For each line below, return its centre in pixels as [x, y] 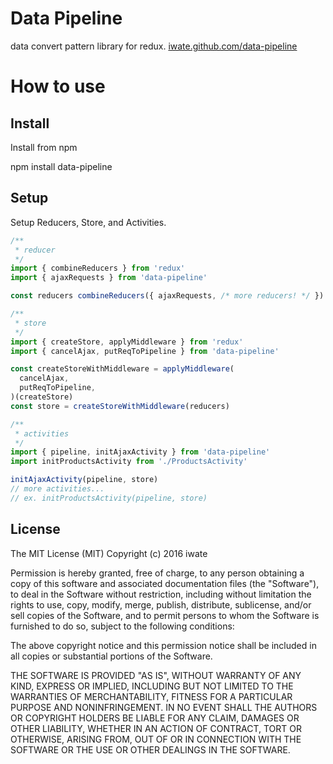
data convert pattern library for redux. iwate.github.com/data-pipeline [154, 46]
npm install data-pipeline [61, 166]
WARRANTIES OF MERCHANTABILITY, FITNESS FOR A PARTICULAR [151, 696]
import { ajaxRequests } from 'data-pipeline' [109, 278]
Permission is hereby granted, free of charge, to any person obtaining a [157, 573]
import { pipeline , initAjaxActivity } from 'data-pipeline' [140, 452]
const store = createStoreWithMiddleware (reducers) [120, 406]
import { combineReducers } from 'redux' [98, 268]
